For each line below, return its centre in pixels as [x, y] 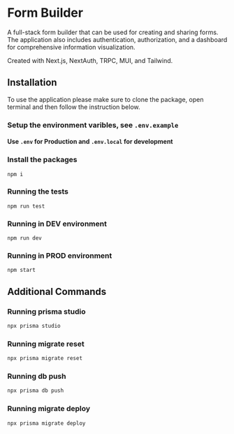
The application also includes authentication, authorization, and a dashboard [117, 39]
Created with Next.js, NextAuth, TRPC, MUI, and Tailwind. [90, 60]
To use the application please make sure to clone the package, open [105, 99]
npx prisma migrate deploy [46, 423]
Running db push [37, 377]
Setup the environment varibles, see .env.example [93, 125]
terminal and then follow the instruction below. [74, 107]
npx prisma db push [36, 391]
